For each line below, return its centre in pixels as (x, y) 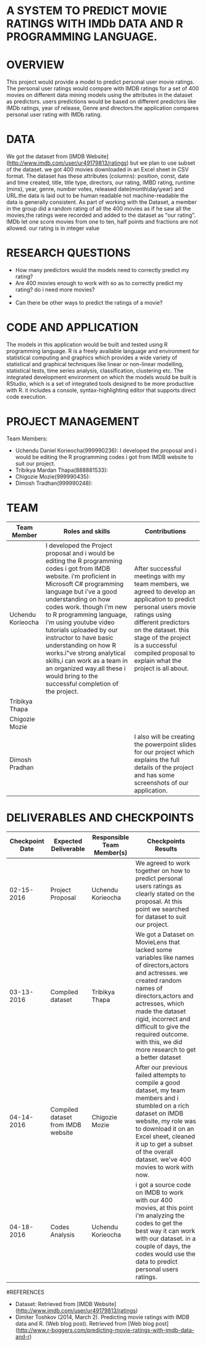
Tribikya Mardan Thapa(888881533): (62, 470)
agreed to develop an (165, 592)
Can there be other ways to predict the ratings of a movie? (89, 303)
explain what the (158, 660)
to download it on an (165, 1129)
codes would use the (166, 1254)
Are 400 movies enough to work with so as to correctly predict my (99, 283)
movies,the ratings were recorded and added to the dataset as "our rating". (101, 215)
